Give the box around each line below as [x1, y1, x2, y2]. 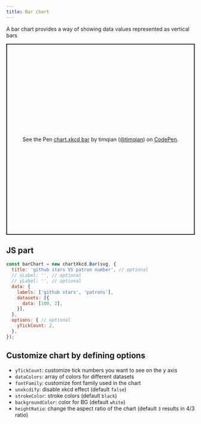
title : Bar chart [6, 8, 50, 15]
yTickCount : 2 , [17, 323, 55, 329]
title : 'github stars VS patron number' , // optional [11, 267, 148, 273]
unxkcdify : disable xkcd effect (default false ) [14, 386, 127, 393]
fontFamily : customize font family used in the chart [14, 379, 141, 386]
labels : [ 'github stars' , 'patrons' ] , [17, 289, 114, 295]
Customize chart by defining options [6, 351, 145, 361]
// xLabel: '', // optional [11, 273, 82, 279]
